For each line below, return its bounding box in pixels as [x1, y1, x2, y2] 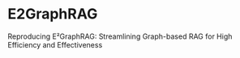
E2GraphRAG [7, 5, 98, 23]
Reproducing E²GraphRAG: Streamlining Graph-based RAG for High [7, 31, 233, 41]
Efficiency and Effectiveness [7, 39, 103, 49]
